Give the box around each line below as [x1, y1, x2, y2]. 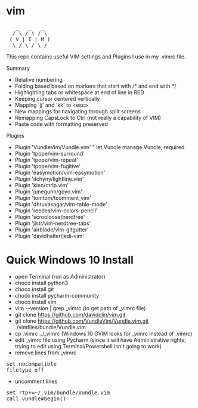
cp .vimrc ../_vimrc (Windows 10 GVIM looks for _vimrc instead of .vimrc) [14, 330, 193, 337]
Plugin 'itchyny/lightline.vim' [14, 175, 84, 183]
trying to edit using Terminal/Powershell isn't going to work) [14, 342, 162, 350]
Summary [6, 64, 30, 72]
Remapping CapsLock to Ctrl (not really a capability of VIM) [14, 114, 162, 121]
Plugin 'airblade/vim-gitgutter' [14, 225, 89, 233]
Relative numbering [14, 76, 63, 83]
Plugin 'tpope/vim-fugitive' [14, 162, 81, 169]
